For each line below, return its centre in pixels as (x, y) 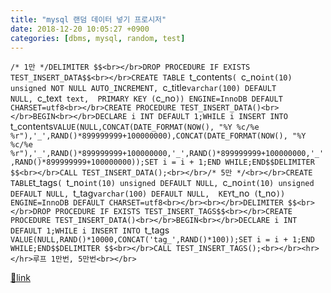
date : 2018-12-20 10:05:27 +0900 (80, 29)
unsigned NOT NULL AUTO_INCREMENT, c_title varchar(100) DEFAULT (143, 88)
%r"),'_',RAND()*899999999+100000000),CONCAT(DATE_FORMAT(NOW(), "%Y (158, 136)
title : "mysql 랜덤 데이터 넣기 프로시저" (88, 19)
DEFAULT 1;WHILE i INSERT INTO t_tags (90, 230)
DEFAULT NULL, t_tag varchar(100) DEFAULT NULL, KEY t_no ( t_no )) (148, 193)
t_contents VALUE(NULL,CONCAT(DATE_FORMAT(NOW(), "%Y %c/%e (135, 127)
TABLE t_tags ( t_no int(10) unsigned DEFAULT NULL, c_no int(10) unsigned (162, 183)
